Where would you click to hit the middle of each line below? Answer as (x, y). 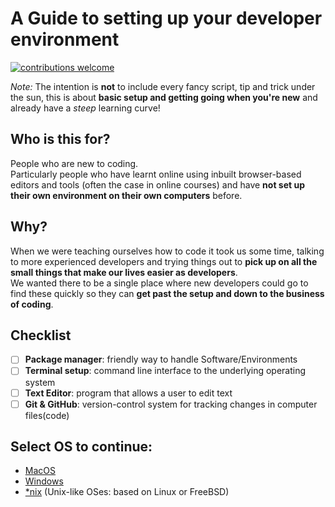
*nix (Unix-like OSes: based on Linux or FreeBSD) (127, 492)
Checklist (41, 335)
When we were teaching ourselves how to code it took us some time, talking (167, 251)
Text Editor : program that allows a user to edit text (128, 393)
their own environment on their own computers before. (126, 195)
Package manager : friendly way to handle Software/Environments (161, 359)
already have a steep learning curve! (85, 108)
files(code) (47, 415)
